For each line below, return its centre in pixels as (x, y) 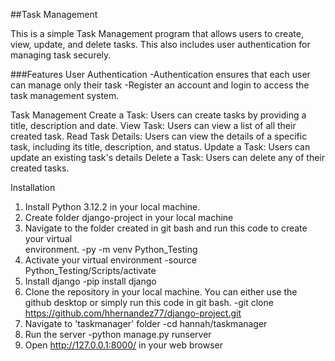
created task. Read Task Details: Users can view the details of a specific (159, 136)
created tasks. (40, 168)
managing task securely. (61, 55)
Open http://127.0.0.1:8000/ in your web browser (123, 345)
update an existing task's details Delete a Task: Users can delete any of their (168, 157)
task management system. (65, 95)
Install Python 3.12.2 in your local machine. (112, 207)
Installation (33, 187)
